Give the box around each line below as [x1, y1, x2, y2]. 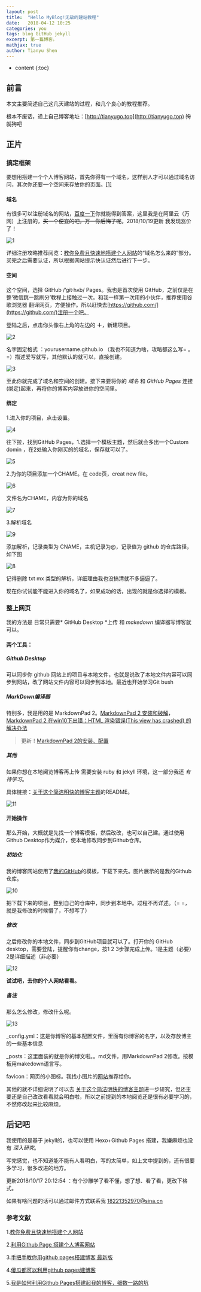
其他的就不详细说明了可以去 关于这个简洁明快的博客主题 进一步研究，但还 [6, 1085, 186, 1092]
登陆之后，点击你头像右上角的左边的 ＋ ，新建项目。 [6, 321, 133, 328]
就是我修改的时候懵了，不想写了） [6, 907, 90, 914]
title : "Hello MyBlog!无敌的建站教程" [6, 14, 99, 20]
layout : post [6, 8, 39, 15]
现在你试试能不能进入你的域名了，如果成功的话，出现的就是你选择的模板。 [6, 587, 190, 595]
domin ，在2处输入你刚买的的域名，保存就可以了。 [6, 446, 132, 453]
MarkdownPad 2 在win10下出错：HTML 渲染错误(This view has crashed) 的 [6, 717, 191, 724]
